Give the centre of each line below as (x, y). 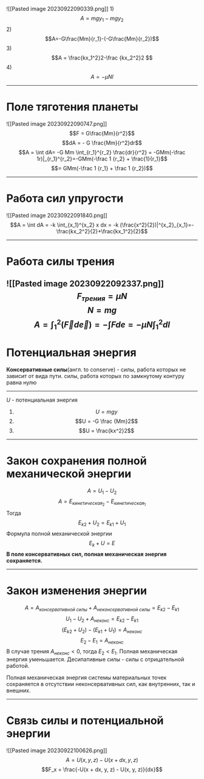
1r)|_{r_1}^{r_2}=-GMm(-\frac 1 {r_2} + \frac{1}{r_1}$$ (102, 159)
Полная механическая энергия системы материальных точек (87, 678)
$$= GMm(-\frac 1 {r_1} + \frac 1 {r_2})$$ (102, 168)
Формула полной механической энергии (59, 534)
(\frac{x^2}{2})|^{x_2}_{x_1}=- (157, 225)
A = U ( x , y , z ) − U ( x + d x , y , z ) (102, 760)
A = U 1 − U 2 (102, 491)
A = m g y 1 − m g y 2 (102, 19)
